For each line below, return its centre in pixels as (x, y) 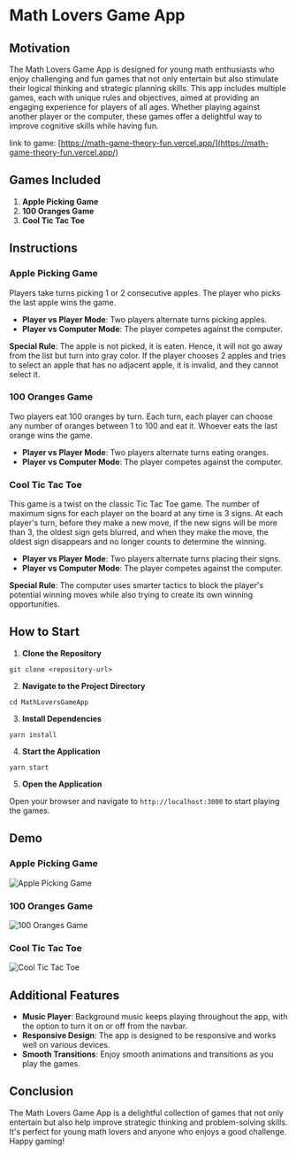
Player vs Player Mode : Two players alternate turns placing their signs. (151, 559)
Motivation (40, 48)
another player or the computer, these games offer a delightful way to (136, 116)
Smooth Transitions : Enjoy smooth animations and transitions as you (148, 1054)
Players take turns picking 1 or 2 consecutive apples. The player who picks (145, 292)
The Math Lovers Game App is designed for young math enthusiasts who (142, 69)
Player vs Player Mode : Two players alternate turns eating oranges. (145, 452)
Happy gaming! (37, 1141)
